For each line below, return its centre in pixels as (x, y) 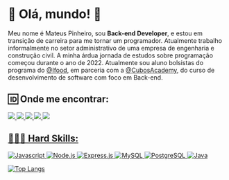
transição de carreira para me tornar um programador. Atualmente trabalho (115, 40)
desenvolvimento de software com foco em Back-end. (85, 77)
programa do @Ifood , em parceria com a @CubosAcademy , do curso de (111, 70)
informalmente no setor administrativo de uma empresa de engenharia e (111, 48)
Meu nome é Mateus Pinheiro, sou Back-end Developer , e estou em (105, 33)
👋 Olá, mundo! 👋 (55, 14)
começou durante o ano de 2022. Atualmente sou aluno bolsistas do (106, 62)
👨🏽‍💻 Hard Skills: (43, 139)
